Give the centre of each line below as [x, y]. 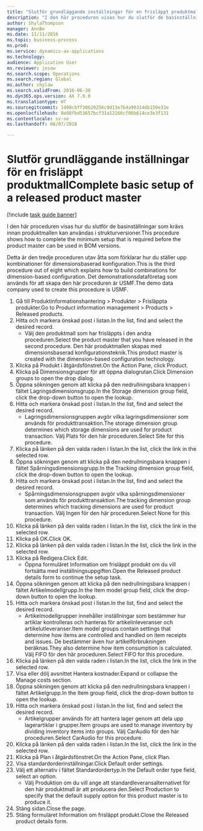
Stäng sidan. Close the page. [51, 809]
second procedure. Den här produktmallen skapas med [93, 346]
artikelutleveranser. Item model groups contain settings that [98, 629]
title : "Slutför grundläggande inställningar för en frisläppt [88, 12]
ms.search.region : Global [39, 79]
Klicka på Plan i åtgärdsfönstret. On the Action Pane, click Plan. [93, 757]
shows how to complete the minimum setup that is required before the [94, 239]
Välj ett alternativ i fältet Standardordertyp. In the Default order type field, [106, 770]
